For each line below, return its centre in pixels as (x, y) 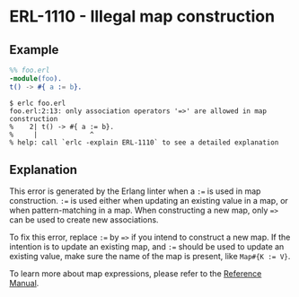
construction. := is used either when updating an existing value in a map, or (149, 201)
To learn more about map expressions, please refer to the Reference (136, 274)
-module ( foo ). (36, 78)
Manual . (24, 284)
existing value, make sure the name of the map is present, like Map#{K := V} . (150, 257)
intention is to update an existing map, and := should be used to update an (147, 247)
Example (34, 50)
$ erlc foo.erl (38, 103)
